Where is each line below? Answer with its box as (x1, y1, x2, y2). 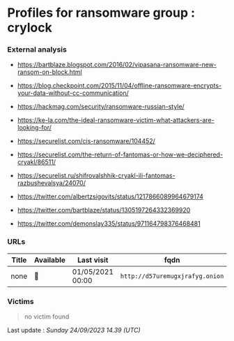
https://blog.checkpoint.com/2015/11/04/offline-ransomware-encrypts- (17, 82, 222, 90)
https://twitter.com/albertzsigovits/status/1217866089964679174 (17, 192, 204, 201)
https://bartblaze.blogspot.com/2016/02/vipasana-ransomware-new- (17, 61, 217, 69)
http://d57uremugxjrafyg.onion (120, 272, 224, 280)
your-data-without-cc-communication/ (17, 89, 129, 97)
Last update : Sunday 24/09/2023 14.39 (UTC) (7, 326, 141, 335)
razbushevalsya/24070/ (17, 179, 86, 187)
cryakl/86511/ (17, 158, 56, 166)
